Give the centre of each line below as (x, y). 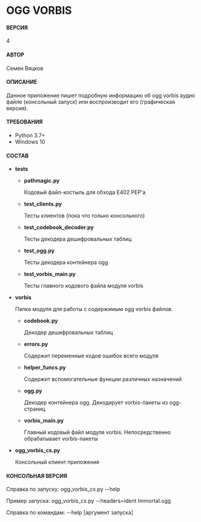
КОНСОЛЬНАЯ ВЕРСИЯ (37, 476)
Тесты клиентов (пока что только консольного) (84, 216)
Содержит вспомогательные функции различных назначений (103, 379)
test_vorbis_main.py (50, 274)
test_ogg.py (39, 251)
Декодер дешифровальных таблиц (68, 333)
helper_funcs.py (45, 368)
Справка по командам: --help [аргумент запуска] (70, 512)
